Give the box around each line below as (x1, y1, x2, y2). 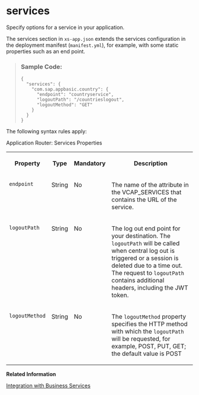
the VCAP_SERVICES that (111, 188, 182, 197)
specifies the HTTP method (111, 320, 188, 328)
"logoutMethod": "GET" (36, 102, 93, 108)
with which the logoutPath (111, 327, 184, 336)
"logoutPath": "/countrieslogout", (36, 97, 124, 103)
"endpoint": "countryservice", (36, 92, 114, 98)
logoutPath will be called (111, 239, 180, 248)
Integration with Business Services (6, 382, 91, 389)
